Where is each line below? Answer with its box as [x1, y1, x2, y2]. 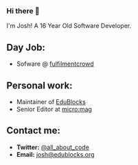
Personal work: [6, 79, 73, 91]
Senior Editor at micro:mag [16, 105, 92, 113]
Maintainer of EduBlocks [16, 97, 87, 105]
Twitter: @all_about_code [16, 143, 90, 151]
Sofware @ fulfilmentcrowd [16, 60, 94, 68]
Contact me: [6, 125, 61, 136]
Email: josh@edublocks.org [16, 150, 95, 158]
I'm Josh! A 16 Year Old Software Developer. [6, 22, 132, 30]
